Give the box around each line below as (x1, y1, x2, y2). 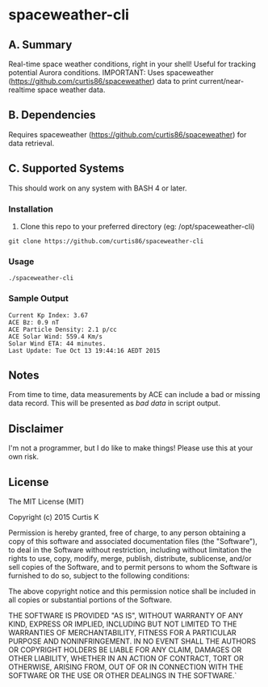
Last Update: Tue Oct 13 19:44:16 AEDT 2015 (8, 346, 161, 354)
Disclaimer (8, 421, 64, 435)
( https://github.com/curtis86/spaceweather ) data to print (8, 77, 198, 86)
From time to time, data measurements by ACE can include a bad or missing (8, 390, 261, 400)
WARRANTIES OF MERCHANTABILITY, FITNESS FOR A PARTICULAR (8, 627, 237, 637)
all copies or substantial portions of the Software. (8, 595, 172, 605)
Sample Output (8, 293, 69, 304)
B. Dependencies (8, 108, 96, 122)
